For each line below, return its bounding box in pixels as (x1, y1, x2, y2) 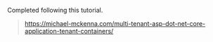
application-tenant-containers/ (24, 27, 114, 35)
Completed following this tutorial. (7, 6, 103, 14)
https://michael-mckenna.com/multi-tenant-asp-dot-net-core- (24, 20, 206, 27)
